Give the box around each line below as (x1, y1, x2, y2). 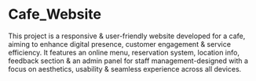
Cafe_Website (8, 5, 102, 23)
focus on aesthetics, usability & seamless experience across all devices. (8, 64, 242, 73)
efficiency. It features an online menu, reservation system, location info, (8, 48, 240, 57)
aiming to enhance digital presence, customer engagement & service (8, 39, 232, 48)
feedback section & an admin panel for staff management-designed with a (8, 56, 249, 65)
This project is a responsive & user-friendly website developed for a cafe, (8, 31, 246, 40)
